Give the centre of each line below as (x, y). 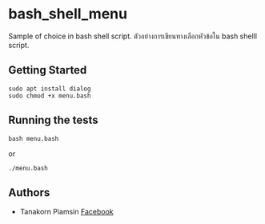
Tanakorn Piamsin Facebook (66, 212)
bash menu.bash (34, 138)
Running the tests (53, 120)
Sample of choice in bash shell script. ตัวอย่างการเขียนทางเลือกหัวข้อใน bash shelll (133, 36)
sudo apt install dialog (50, 89)
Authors (29, 192)
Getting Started (48, 70)
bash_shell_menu (68, 14)
